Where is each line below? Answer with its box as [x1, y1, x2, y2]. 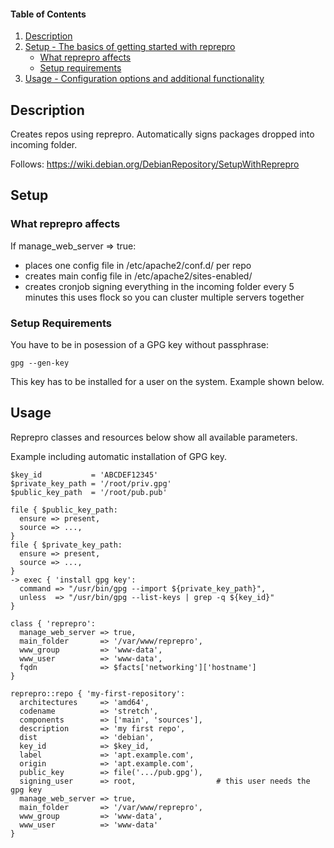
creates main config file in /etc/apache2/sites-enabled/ [24, 270, 253, 282]
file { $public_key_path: [10, 505, 118, 515]
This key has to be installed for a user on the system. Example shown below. [10, 376, 325, 387]
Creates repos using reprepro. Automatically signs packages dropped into [10, 128, 315, 140]
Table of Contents [10, 8, 87, 20]
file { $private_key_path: [10, 540, 123, 550]
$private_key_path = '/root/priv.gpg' [10, 478, 172, 489]
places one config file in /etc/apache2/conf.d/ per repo [24, 259, 252, 271]
